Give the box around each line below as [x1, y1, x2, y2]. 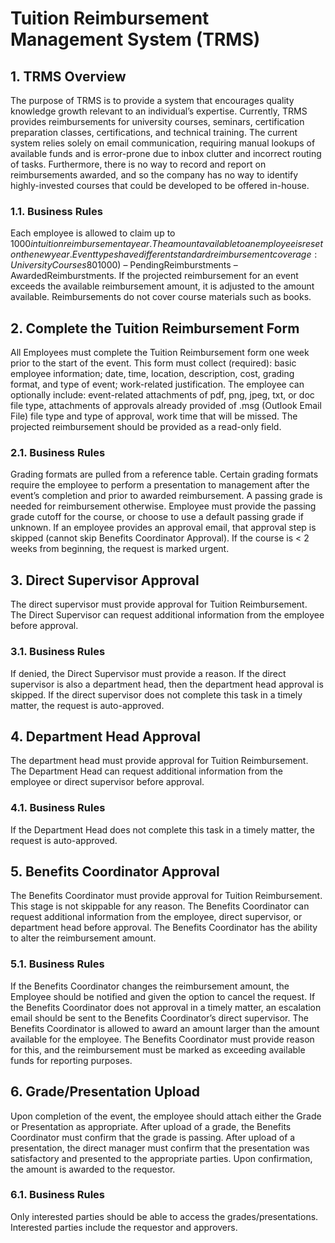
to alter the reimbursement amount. [10, 932, 157, 944]
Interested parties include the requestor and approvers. [10, 1221, 238, 1233]
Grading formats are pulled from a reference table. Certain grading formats [10, 468, 319, 481]
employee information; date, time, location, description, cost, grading [10, 368, 295, 380]
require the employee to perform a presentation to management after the [10, 479, 310, 491]
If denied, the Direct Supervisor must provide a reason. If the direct [10, 667, 287, 679]
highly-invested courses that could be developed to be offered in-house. [10, 180, 310, 191]
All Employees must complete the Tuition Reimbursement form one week [10, 347, 310, 359]
